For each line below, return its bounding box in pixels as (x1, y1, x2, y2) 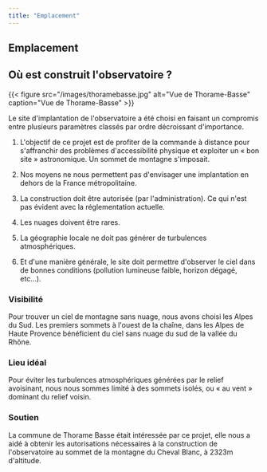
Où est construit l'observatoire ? (8, 69, 173, 82)
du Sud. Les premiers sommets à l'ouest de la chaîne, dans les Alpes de (8, 321, 245, 330)
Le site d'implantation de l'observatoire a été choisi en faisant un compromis (8, 113, 259, 123)
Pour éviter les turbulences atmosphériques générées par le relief (8, 376, 225, 385)
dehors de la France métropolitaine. (19, 178, 137, 187)
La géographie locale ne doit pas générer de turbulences (19, 233, 207, 242)
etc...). (19, 273, 41, 283)
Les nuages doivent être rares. (19, 217, 121, 227)
